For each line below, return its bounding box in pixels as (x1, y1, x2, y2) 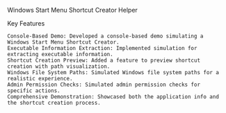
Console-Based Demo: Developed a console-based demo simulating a (7, 33, 204, 40)
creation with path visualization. (7, 63, 111, 70)
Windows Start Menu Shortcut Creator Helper (7, 6, 138, 14)
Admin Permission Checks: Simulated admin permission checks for (7, 81, 200, 88)
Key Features (7, 19, 45, 27)
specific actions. (7, 87, 60, 94)
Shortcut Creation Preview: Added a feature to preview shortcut (7, 57, 200, 64)
